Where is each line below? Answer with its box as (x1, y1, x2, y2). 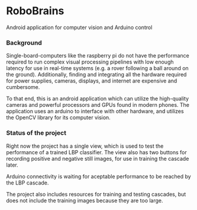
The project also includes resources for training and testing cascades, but (6, 190, 186, 198)
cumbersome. (6, 84, 40, 91)
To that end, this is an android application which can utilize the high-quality (6, 95, 189, 102)
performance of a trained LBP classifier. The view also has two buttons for (6, 148, 188, 155)
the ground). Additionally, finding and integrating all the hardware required (6, 71, 187, 78)
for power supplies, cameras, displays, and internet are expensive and (6, 77, 177, 84)
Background (6, 39, 43, 47)
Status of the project (6, 129, 67, 137)
